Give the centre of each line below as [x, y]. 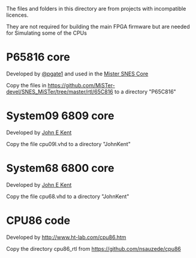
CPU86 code [38, 220]
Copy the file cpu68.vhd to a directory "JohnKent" [68, 196]
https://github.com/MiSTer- [81, 85]
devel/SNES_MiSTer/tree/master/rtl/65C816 [60, 92]
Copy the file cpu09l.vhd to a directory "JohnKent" [68, 144]
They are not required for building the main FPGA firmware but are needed [98, 27]
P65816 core [38, 57]
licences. [17, 15]
